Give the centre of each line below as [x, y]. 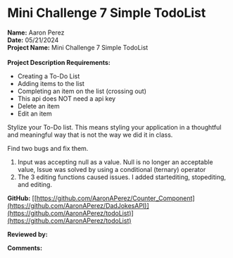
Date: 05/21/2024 [33, 39]
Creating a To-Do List [49, 76]
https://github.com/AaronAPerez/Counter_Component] [115, 198]
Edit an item [35, 113]
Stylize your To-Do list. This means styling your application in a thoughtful [114, 127]
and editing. [35, 184]
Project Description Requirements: [59, 62]
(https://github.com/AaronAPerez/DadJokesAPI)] [78, 205]
